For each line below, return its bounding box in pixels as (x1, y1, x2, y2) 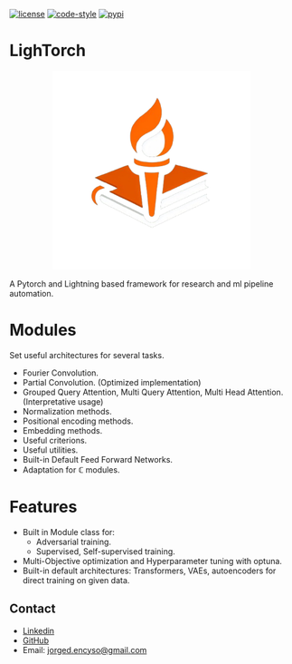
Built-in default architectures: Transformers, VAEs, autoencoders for (22, 565, 277, 576)
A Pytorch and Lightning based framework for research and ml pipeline (9, 278, 274, 289)
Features (9, 497, 78, 517)
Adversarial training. (35, 536, 111, 547)
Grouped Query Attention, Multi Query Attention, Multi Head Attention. (22, 386, 284, 397)
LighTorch (9, 41, 86, 61)
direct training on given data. (22, 574, 130, 585)
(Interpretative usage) (22, 395, 104, 407)
